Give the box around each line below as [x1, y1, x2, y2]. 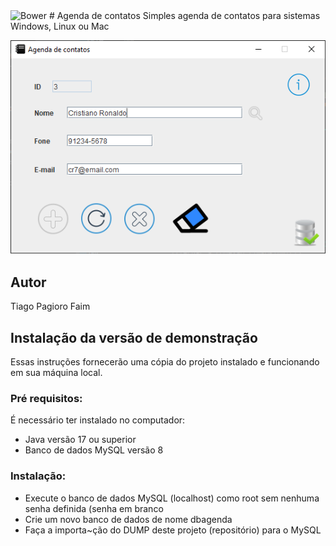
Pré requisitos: [10, 392, 83, 406]
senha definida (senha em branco [24, 502, 164, 514]
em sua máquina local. [10, 367, 103, 379]
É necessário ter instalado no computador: [10, 414, 186, 426]
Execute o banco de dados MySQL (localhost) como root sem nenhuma [24, 492, 320, 504]
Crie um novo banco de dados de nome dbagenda [24, 513, 233, 525]
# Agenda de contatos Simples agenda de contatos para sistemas [48, 10, 321, 21]
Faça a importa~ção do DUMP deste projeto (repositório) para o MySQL [24, 524, 322, 536]
